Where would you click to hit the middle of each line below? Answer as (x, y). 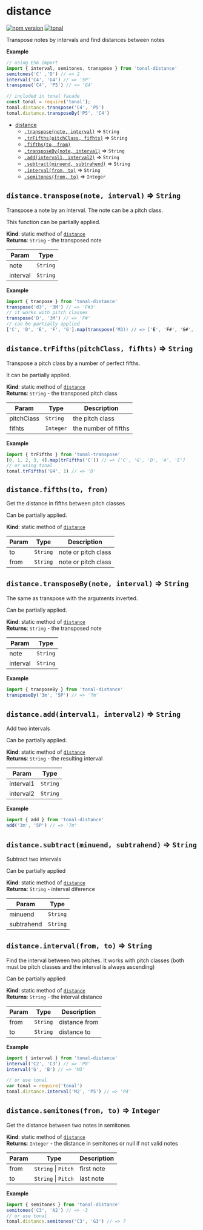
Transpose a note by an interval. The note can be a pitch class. (85, 210)
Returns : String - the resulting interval (55, 759)
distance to (75, 1032)
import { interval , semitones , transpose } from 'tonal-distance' (92, 68)
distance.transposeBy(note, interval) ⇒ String (98, 583)
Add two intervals (28, 729)
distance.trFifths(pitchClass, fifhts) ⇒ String (99, 348)
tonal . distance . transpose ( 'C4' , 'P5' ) (55, 108)
